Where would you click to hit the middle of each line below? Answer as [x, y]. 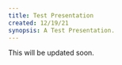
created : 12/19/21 [38, 23]
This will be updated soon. [51, 53]
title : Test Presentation [51, 15]
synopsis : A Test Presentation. [61, 30]
